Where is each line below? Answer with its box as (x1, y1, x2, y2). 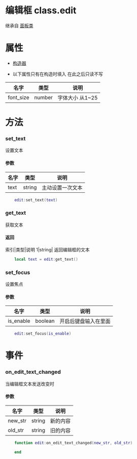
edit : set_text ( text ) (14, 197, 58, 202)
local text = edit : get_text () (14, 257, 79, 262)
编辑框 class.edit (5, 5, 77, 16)
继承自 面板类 (5, 22, 33, 29)
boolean (35, 317, 55, 324)
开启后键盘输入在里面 (59, 318, 111, 325)
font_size (8, 94, 29, 101)
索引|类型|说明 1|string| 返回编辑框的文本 (5, 246, 90, 252)
